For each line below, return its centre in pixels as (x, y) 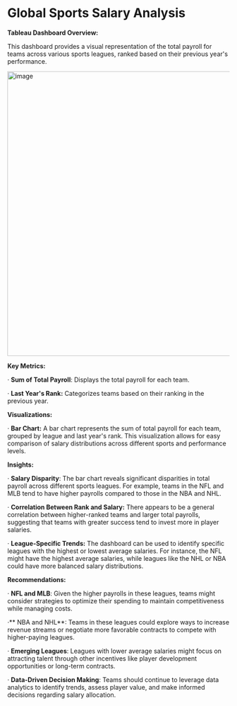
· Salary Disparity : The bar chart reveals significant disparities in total (109, 478)
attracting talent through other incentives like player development (102, 658)
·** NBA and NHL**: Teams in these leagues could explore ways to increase (119, 622)
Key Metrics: (26, 365)
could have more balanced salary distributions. (75, 566)
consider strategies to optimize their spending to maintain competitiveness (116, 600)
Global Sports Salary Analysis (96, 13)
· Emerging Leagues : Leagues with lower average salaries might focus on (115, 651)
